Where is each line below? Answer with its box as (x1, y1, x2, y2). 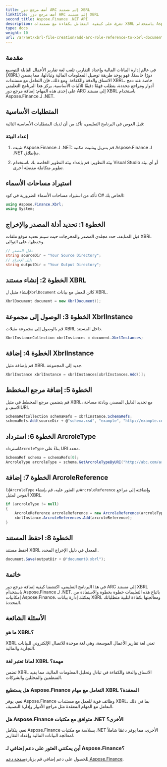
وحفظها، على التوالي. (5, 239, 45, 245)
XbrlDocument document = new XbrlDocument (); (5, 299, 101, 304)
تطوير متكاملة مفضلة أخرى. (12, 165, 64, 171)
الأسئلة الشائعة (5, 614, 46, 622)
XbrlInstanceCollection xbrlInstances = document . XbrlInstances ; (5, 335, 143, 341)
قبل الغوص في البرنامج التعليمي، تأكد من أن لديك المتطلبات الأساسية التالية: (5, 120, 145, 127)
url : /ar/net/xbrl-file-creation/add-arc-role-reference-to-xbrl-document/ (5, 35, 166, 40)
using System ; (5, 206, 35, 211)
